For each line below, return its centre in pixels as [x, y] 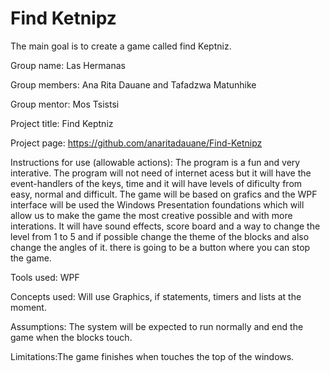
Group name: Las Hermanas [68, 65]
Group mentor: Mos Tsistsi [65, 104]
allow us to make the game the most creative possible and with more [151, 215]
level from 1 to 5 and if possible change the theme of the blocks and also [160, 236]
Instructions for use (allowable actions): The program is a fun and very [155, 162]
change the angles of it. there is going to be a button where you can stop [160, 247]
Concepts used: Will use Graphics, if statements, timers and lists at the [156, 296]
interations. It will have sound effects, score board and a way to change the [165, 226]
